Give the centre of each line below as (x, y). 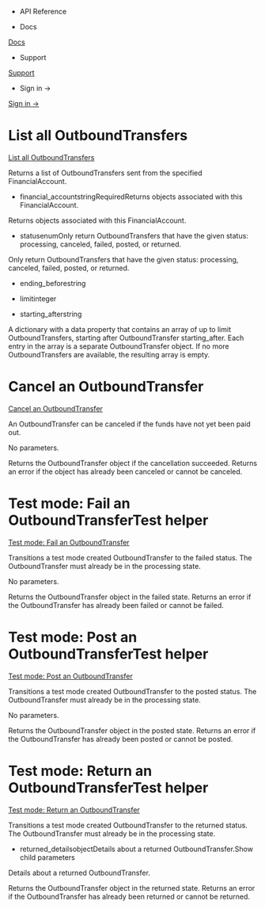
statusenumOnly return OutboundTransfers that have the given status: (134, 235)
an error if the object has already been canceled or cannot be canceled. (125, 472)
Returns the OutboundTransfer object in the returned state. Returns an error (132, 888)
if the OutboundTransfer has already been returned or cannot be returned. (129, 896)
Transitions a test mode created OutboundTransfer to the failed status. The (130, 557)
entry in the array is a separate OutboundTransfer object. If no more (119, 346)
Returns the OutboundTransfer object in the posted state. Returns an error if (132, 730)
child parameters (47, 857)
